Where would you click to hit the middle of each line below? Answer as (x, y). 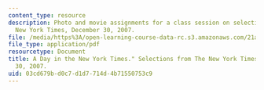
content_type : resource (47, 15)
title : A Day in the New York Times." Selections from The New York (123, 59)
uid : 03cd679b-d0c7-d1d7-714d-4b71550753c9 (81, 74)
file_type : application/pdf (54, 45)
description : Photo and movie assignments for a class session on (119, 23)
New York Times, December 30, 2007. (75, 30)
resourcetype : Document (47, 52)
